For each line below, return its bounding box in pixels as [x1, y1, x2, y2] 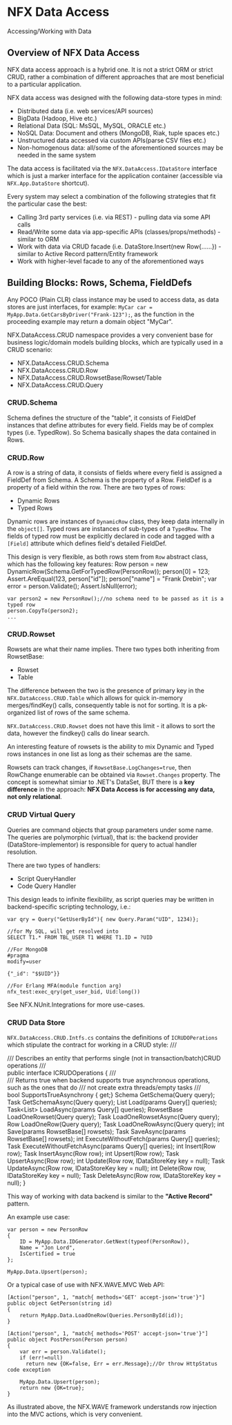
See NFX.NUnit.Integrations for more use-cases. [7, 1000, 145, 1009]
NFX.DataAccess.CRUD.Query [17, 380, 104, 389]
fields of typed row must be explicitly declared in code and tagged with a [7, 532, 215, 541]
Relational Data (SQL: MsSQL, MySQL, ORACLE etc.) [17, 122, 166, 130]
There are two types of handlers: [7, 861, 101, 869]
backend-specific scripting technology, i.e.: [7, 902, 131, 911]
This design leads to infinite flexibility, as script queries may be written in [7, 895, 214, 903]
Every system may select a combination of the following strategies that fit [7, 192, 216, 200]
